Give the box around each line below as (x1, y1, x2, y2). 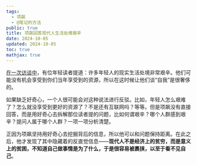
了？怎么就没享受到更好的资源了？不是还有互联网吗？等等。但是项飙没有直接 (6, 103, 191, 110)
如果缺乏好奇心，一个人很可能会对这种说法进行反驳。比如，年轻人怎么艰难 (6, 96, 186, 103)
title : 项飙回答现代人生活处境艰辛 (6, 30, 81, 36)
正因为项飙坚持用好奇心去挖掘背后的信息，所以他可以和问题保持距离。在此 (6, 130, 186, 137)
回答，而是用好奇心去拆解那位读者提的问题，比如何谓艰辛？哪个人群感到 (6, 111, 181, 118)
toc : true (6, 47, 30, 53)
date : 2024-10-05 (6, 36, 49, 42)
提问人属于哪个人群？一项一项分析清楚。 (16, 118, 114, 125)
